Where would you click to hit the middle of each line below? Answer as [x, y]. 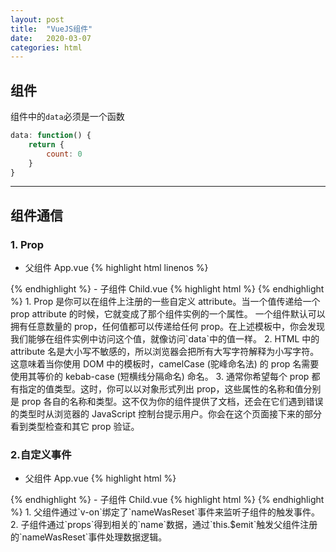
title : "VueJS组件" [51, 29]
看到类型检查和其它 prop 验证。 [75, 427]
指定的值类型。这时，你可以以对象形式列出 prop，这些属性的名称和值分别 [170, 389]
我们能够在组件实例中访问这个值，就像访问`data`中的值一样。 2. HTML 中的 [165, 339]
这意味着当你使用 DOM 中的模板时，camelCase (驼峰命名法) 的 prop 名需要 [165, 364]
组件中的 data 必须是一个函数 [67, 117]
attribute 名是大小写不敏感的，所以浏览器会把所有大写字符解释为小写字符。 [165, 352]
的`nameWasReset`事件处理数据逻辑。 [89, 537]
